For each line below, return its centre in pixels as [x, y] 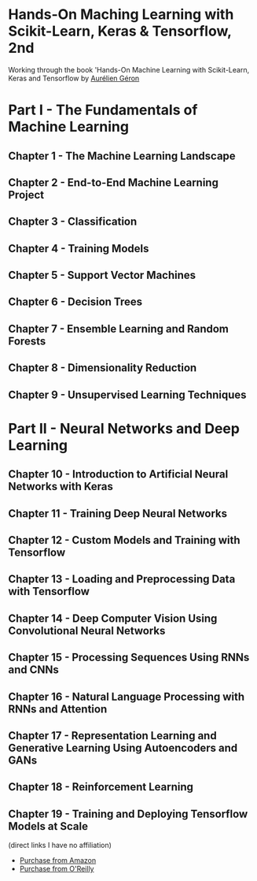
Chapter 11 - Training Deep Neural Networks [118, 513]
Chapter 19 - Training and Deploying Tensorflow [128, 814]
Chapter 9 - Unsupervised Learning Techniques [127, 394]
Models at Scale [48, 826]
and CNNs [33, 670]
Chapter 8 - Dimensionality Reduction [103, 368]
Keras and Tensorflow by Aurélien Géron [74, 78]
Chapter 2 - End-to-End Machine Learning [113, 182]
